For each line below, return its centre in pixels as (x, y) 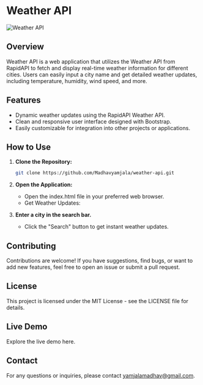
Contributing (31, 246)
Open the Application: (44, 185)
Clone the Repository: (43, 162)
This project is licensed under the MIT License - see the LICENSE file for (97, 301)
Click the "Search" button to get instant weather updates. (97, 227)
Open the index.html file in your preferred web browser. (94, 197)
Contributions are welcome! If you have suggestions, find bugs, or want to (100, 261)
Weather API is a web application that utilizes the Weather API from (91, 61)
